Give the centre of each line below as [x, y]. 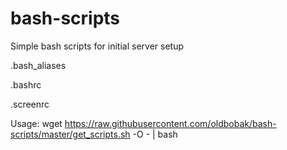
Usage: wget [36, 123]
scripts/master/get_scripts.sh [70, 134]
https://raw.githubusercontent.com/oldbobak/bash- [170, 123]
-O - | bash [155, 134]
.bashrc [26, 84]
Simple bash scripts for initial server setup [97, 46]
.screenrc [30, 104]
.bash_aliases [38, 65]
